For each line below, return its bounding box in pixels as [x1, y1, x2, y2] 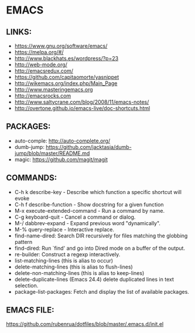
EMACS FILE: [6, 305, 54, 315]
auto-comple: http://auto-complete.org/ [14, 137, 111, 144]
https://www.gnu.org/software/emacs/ [14, 42, 108, 49]
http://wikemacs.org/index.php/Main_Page [14, 80, 118, 87]
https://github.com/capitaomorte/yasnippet [14, 74, 119, 80]
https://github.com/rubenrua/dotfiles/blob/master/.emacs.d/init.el [6, 321, 164, 328]
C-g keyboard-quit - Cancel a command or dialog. [14, 213, 136, 220]
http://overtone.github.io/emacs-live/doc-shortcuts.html [14, 105, 150, 111]
